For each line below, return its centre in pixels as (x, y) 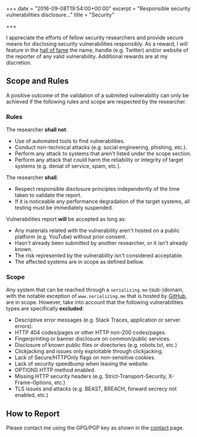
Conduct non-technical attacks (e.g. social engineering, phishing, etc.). (101, 147)
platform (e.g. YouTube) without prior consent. (71, 237)
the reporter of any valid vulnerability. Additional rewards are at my (87, 56)
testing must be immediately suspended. (64, 208)
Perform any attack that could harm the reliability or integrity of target (99, 160)
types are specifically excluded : (45, 309)
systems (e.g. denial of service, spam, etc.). (68, 166)
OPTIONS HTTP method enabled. (55, 370)
